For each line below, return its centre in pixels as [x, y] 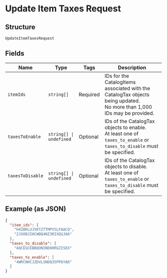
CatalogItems [120, 82]
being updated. [122, 101]
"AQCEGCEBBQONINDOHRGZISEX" [43, 248]
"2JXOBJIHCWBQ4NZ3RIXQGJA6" [43, 234]
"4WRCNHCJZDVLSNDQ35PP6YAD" [43, 262]
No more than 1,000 [128, 107]
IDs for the [117, 76]
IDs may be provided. [129, 113]
